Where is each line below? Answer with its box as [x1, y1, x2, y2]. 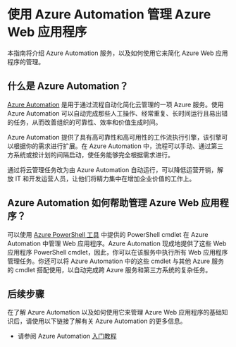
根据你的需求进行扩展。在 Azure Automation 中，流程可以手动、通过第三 [13, 142, 224, 150]
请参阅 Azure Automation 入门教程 [17, 332, 118, 341]
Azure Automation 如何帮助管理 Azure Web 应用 [7, 197, 220, 209]
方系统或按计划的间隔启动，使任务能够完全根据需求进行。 [7, 150, 174, 159]
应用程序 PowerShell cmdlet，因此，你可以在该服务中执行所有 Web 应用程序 [7, 248, 228, 256]
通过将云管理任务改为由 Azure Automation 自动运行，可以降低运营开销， [7, 165, 218, 173]
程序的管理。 [7, 57, 44, 66]
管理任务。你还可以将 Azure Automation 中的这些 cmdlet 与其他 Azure [7, 257, 210, 265]
